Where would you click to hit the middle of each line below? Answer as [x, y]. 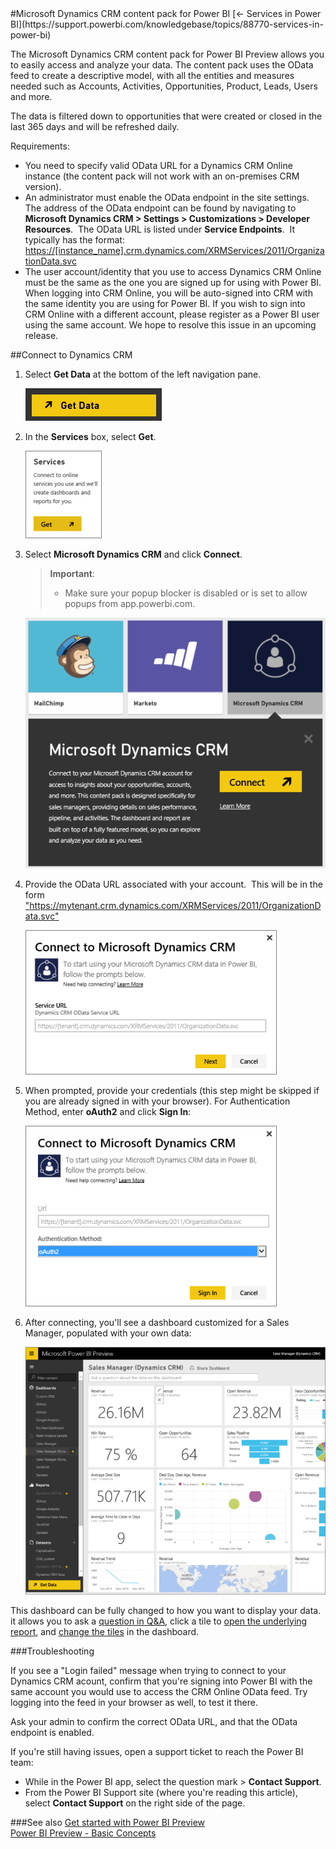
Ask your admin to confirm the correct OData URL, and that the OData [154, 1721]
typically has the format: [74, 240]
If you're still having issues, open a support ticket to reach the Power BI [157, 1751]
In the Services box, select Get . [90, 436]
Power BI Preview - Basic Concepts [83, 1833]
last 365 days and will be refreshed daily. [95, 126]
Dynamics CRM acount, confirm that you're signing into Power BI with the [161, 1681]
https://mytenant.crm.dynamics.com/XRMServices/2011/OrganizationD [175, 905]
